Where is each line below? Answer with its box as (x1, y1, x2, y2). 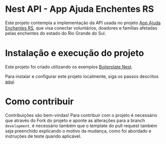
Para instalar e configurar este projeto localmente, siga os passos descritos (5, 73, 159, 79)
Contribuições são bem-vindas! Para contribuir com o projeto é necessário (5, 112, 157, 118)
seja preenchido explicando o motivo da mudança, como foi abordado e (5, 128, 152, 134)
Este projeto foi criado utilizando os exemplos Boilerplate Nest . (5, 64, 133, 70)
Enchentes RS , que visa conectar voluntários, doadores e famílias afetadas (5, 25, 158, 31)
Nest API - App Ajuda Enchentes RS (5, 3, 154, 15)
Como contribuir (5, 96, 74, 107)
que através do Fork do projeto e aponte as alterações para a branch (5, 117, 145, 123)
